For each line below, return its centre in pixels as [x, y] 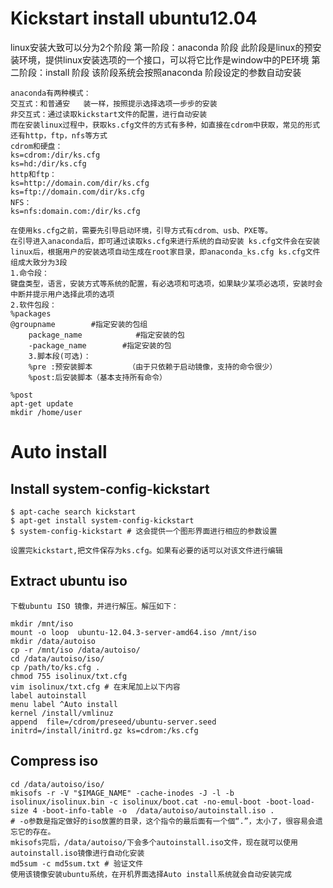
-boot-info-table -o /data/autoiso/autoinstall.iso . [158, 810]
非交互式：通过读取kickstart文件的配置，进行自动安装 [109, 114]
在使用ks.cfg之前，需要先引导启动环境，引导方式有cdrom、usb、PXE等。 [141, 230]
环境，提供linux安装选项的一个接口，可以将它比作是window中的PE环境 [164, 59]
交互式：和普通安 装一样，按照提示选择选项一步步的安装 [114, 103]
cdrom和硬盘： [36, 146]
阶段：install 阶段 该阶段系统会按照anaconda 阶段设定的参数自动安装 [160, 72]
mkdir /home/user [46, 412]
